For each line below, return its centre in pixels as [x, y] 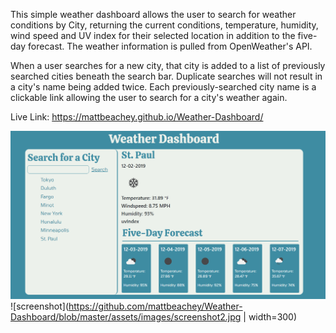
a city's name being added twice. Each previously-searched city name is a [163, 87]
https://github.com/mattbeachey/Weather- [155, 306]
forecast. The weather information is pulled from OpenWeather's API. [170, 46]
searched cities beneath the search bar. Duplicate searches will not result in [166, 76]
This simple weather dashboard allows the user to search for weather [153, 14]
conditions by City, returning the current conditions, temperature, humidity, [164, 25]
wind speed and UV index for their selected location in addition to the [153, 35]
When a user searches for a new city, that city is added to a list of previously [168, 65]
